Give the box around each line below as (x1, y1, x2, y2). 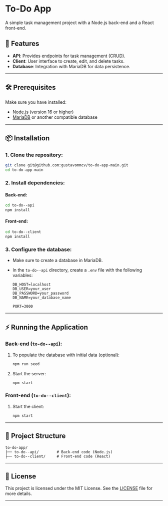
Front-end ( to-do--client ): (5, 392, 71, 399)
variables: (12, 273, 33, 279)
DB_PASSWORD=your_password (12, 291, 69, 296)
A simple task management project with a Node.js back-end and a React (5, 20, 154, 26)
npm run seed (12, 361, 40, 366)
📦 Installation (5, 134, 50, 142)
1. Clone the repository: (5, 151, 63, 158)
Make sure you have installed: (5, 99, 66, 105)
